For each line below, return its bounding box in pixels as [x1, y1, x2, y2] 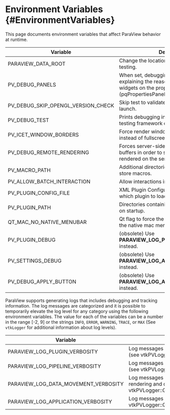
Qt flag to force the [119, 215, 164, 222]
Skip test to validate [119, 99, 166, 106]
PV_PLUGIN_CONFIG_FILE [8, 189, 70, 196]
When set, [119, 71, 143, 79]
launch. [119, 105, 137, 112]
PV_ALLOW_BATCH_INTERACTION [8, 178, 91, 185]
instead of [119, 134, 143, 141]
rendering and [129, 380, 162, 387]
